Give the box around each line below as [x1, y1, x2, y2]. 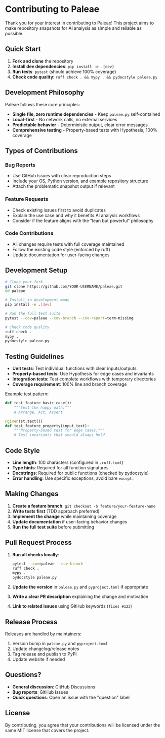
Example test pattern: [5, 391, 49, 397]
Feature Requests [5, 196, 48, 203]
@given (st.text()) [5, 419, 43, 424]
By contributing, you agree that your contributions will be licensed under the [5, 722, 161, 728]
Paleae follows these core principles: [5, 101, 80, 107]
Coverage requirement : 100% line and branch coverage [12, 381, 127, 387]
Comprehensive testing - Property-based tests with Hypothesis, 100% [12, 127, 158, 133]
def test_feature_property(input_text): [5, 423, 90, 428]
